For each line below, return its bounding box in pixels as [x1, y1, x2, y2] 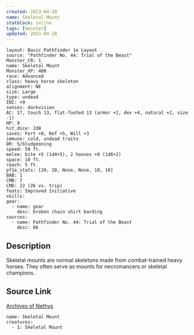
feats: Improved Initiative [6, 188, 76, 194]
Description [6, 241, 51, 251]
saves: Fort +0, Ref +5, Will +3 [6, 131, 90, 137]
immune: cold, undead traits [6, 136, 79, 142]
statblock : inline [6, 20, 52, 26]
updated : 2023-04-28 [6, 31, 58, 37]
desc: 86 [17, 225, 39, 231]
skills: [6, 193, 26, 200]
